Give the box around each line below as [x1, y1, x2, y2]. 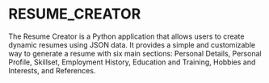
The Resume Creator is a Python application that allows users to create [8, 31, 245, 41]
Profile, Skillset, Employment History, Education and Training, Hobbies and [8, 57, 256, 67]
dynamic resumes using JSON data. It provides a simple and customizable [8, 39, 256, 49]
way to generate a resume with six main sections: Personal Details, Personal [8, 48, 262, 58]
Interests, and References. [8, 65, 96, 75]
